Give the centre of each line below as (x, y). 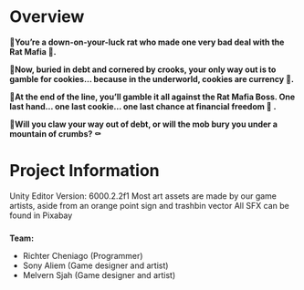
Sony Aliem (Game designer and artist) (95, 265)
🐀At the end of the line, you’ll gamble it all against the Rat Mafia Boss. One (152, 97)
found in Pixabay (41, 215)
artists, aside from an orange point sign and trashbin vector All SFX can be (149, 205)
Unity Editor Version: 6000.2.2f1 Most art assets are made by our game (143, 196)
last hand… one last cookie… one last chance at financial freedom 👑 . (143, 106)
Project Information (84, 171)
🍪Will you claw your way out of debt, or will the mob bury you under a (144, 124)
